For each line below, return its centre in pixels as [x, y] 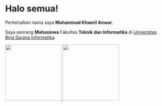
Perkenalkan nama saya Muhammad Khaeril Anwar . [59, 22]
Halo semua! [32, 9]
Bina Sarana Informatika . [30, 37]
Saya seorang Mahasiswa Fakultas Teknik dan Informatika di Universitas [81, 32]
